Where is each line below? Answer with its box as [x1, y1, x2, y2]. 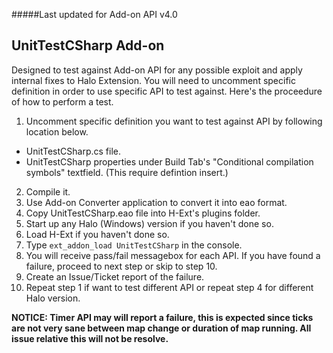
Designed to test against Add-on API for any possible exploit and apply [11, 64, 303, 76]
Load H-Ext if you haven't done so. [25, 228, 170, 240]
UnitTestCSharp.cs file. [25, 145, 121, 157]
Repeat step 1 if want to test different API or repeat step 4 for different [25, 281, 314, 293]
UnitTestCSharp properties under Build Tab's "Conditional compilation [25, 155, 314, 168]
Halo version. [25, 292, 81, 304]
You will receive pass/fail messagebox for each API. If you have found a [25, 249, 321, 261]
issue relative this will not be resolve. [11, 332, 169, 344]
